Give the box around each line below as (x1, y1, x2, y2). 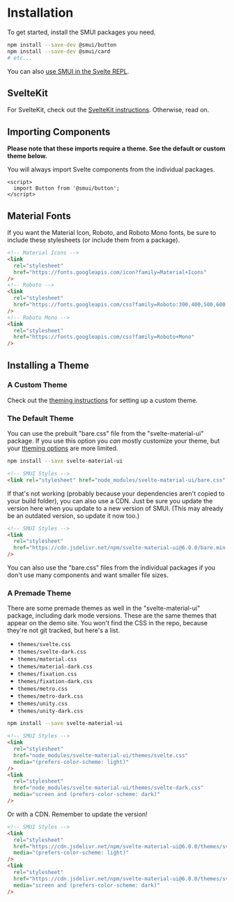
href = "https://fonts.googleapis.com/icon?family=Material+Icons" (13, 268, 208, 276)
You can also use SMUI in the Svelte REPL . (7, 67, 130, 75)
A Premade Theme (7, 588, 72, 598)
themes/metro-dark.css (17, 693, 84, 700)
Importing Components (7, 125, 111, 137)
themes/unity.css (17, 701, 68, 708)
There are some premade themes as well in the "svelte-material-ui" (7, 604, 201, 613)
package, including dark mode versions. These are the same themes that (7, 611, 217, 620)
